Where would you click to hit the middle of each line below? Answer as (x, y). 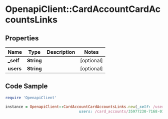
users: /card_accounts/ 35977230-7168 (118, 111)
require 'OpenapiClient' (31, 98)
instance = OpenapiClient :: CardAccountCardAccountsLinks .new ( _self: (78, 107)
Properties (22, 38)
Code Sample (26, 86)
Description (61, 52)
